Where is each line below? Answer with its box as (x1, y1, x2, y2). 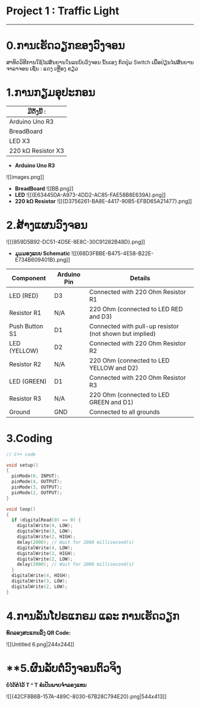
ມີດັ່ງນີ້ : (27, 107, 46, 116)
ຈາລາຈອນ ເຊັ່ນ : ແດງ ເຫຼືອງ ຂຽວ (6, 64, 79, 72)
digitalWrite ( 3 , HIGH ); (17, 550, 76, 556)
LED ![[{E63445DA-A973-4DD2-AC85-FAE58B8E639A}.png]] (14, 191, 166, 198)
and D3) (89, 312, 112, 320)
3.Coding (6, 431, 52, 445)
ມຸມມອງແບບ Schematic (14, 249, 70, 257)
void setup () (6, 462, 39, 468)
